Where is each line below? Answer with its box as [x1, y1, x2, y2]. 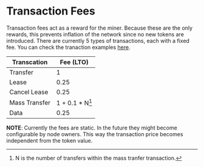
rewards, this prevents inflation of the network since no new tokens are [6, 30, 184, 38]
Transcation [12, 57, 48, 66]
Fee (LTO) [59, 57, 89, 66]
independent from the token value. [6, 137, 93, 145]
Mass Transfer [9, 98, 50, 106]
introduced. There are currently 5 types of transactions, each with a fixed [6, 37, 190, 44]
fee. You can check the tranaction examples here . [6, 44, 131, 51]
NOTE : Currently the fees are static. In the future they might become [6, 124, 177, 131]
